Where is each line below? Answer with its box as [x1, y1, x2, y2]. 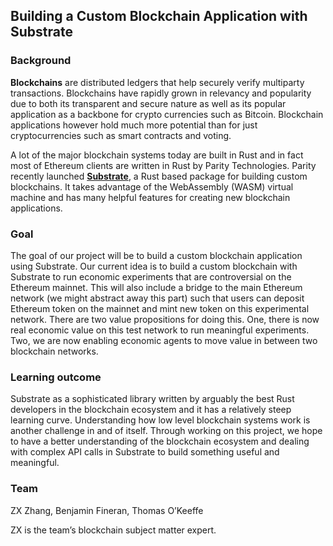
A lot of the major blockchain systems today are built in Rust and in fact [10, 149, 304, 161]
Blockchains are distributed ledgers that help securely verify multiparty [10, 76, 305, 88]
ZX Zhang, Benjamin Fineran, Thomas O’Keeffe [10, 504, 204, 516]
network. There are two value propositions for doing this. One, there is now [10, 313, 320, 325]
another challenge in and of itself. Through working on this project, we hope [10, 425, 323, 437]
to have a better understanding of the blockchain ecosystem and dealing [10, 435, 310, 448]
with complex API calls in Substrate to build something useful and [10, 446, 280, 458]
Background [10, 54, 72, 68]
